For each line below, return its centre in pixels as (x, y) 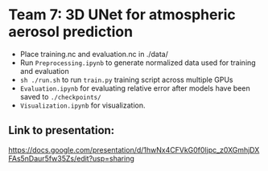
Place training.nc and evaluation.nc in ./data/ (94, 54)
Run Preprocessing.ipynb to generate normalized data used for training (138, 63)
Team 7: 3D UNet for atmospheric (122, 15)
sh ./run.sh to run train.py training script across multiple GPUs (126, 79)
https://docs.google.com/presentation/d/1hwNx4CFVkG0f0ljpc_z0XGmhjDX (134, 149)
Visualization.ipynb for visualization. (82, 105)
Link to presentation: (62, 130)
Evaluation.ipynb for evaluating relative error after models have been (135, 88)
